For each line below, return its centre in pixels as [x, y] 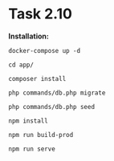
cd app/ [21, 65]
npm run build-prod [41, 135]
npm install [28, 121]
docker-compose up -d [45, 50]
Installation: [29, 36]
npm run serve [32, 149]
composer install [37, 78]
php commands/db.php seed [51, 107]
